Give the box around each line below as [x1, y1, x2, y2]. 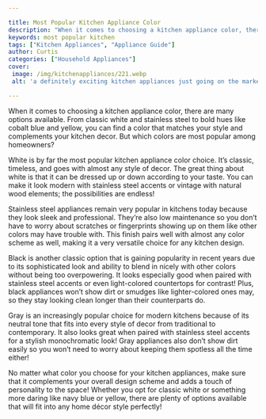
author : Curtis [8, 48, 59, 56]
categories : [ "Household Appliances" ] [8, 55, 136, 63]
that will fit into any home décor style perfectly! [8, 402, 162, 411]
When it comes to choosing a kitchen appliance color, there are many [8, 106, 234, 116]
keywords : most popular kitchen [8, 33, 115, 41]
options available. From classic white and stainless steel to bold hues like [8, 114, 246, 124]
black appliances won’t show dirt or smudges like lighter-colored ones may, [8, 287, 255, 296]
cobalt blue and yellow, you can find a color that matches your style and [8, 123, 243, 132]
